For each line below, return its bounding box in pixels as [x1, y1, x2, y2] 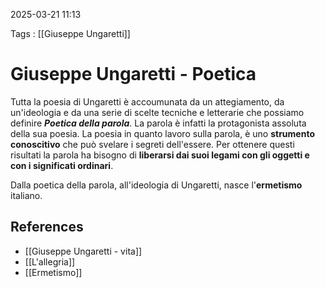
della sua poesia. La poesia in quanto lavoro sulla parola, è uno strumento [10, 127, 315, 139]
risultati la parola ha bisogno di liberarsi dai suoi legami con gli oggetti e [10, 149, 310, 161]
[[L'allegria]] [24, 255, 76, 268]
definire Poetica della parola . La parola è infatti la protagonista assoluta [10, 117, 307, 129]
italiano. [10, 189, 43, 201]
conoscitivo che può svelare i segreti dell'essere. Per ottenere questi [10, 138, 295, 150]
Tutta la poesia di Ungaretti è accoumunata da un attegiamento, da [10, 95, 285, 108]
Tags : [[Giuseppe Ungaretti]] [10, 28, 131, 39]
